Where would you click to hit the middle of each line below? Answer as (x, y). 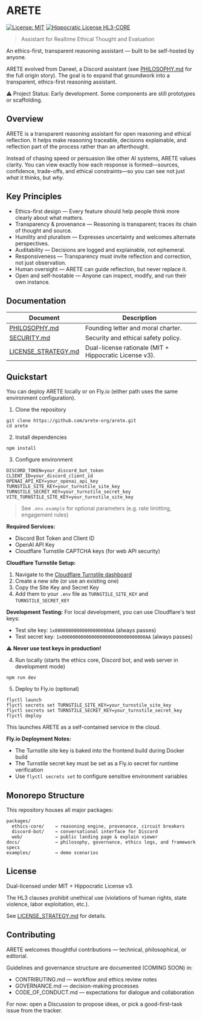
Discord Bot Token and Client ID (55, 538)
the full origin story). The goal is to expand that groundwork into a (88, 75)
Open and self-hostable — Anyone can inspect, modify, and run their (101, 275)
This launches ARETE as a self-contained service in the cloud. (84, 727)
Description (140, 318)
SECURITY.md (30, 338)
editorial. (17, 956)
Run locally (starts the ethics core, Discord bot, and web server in (96, 660)
